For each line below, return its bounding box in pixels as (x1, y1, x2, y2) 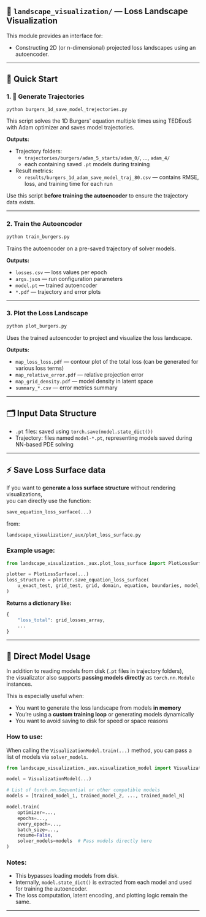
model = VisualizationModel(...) (6, 776, 92, 782)
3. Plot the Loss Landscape (6, 309, 89, 318)
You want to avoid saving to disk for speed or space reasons (15, 717, 169, 724)
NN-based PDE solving (15, 440, 74, 448)
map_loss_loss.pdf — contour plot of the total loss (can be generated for (15, 358, 199, 365)
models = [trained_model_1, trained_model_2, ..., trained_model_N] (6, 792, 185, 799)
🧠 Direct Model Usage (6, 651, 91, 661)
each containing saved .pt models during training (24, 161, 150, 168)
